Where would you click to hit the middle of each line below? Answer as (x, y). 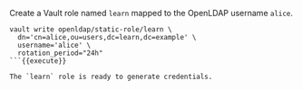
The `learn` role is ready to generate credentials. (111, 76)
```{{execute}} (38, 61)
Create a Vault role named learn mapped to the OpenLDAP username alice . (151, 13)
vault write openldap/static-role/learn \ (91, 30)
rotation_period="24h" (60, 53)
